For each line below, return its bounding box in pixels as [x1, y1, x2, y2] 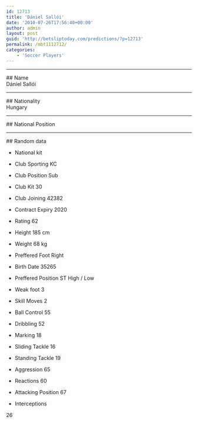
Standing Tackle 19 [14, 354, 61, 361]
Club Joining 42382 [14, 194, 63, 201]
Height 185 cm [14, 229, 50, 236]
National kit [14, 148, 42, 156]
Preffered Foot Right [14, 252, 64, 259]
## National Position [6, 120, 55, 127]
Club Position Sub [14, 171, 58, 179]
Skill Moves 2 [14, 297, 47, 304]
